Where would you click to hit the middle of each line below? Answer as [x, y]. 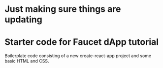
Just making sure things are [63, 9]
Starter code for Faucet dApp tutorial [81, 42]
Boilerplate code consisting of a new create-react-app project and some [78, 56]
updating [23, 19]
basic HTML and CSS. [27, 61]
